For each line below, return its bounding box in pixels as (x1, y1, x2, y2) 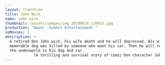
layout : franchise (5, 7, 43, 12)
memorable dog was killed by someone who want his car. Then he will (9, 43, 155, 48)
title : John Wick (5, 12, 41, 17)
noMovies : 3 (5, 30, 29, 35)
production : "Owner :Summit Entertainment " (5, 25, 98, 30)
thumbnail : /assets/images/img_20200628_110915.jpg (5, 21, 113, 26)
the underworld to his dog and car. (9, 48, 84, 53)
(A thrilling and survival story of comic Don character (33, 52, 153, 58)
